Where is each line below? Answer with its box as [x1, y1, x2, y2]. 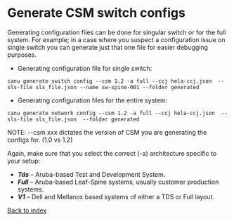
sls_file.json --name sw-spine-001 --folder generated [35, 83, 200, 91]
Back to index [7, 206, 47, 215]
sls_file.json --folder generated [35, 116, 140, 123]
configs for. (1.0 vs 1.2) [7, 135, 73, 144]
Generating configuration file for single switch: [17, 64, 152, 72]
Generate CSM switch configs [7, 5, 186, 21]
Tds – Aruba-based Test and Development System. [17, 170, 166, 178]
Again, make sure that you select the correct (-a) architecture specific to [7, 149, 217, 157]
